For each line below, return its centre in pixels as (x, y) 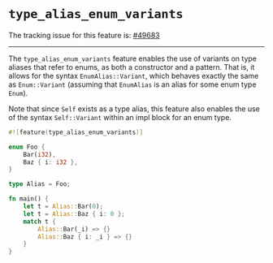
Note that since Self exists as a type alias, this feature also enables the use (134, 109)
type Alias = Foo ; (39, 184)
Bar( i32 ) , (40, 154)
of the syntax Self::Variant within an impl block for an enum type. (120, 117)
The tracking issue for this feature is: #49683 (84, 35)
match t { (40, 222)
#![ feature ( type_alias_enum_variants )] (76, 132)
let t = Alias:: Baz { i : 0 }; (74, 213)
